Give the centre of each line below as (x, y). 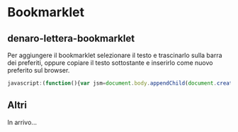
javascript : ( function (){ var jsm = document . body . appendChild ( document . (112, 83)
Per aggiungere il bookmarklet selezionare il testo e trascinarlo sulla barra (115, 55)
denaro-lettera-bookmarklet (71, 38)
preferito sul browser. (39, 70)
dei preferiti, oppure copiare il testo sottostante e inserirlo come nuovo (110, 63)
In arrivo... (22, 122)
